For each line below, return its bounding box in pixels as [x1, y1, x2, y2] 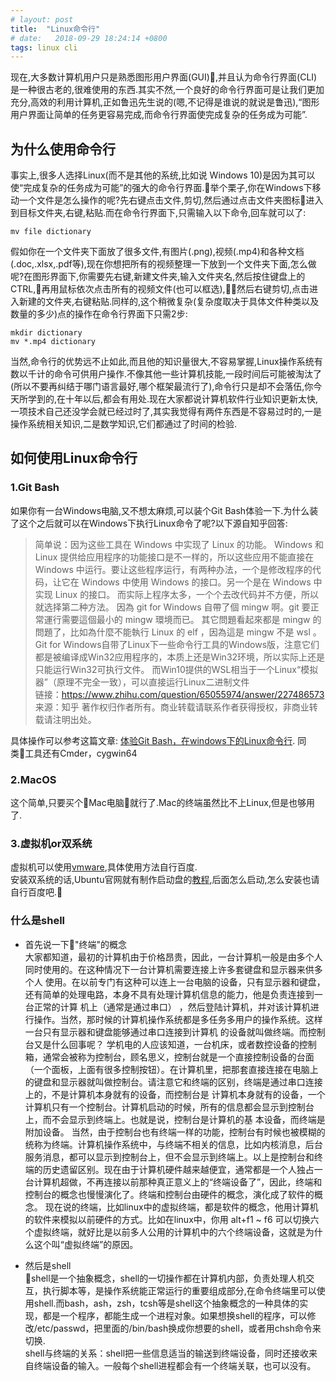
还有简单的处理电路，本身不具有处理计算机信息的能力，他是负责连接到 [24, 988, 315, 1000]
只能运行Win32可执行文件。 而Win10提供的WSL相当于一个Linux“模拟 [34, 663, 319, 675]
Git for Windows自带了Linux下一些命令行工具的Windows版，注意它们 [34, 638, 320, 650]
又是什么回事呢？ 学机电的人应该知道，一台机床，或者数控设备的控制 [33, 1038, 317, 1050]
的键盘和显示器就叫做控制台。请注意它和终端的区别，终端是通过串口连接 [24, 1076, 323, 1088]
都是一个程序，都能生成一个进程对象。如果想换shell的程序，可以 [42, 1309, 308, 1321]
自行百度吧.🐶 [10, 886, 63, 898]
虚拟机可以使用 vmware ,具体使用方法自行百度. [10, 861, 198, 873]
